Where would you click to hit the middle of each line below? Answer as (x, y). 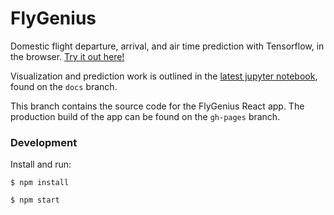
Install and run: (41, 164)
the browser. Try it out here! (67, 56)
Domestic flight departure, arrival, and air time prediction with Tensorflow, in (167, 46)
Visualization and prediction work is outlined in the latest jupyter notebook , (164, 76)
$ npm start (35, 200)
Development (44, 142)
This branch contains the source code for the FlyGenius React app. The (157, 106)
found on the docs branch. (64, 86)
